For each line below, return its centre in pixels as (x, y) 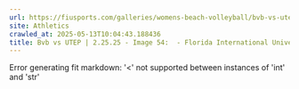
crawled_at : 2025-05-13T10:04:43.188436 (85, 34)
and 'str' (24, 77)
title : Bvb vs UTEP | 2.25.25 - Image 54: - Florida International (139, 42)
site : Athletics (39, 26)
